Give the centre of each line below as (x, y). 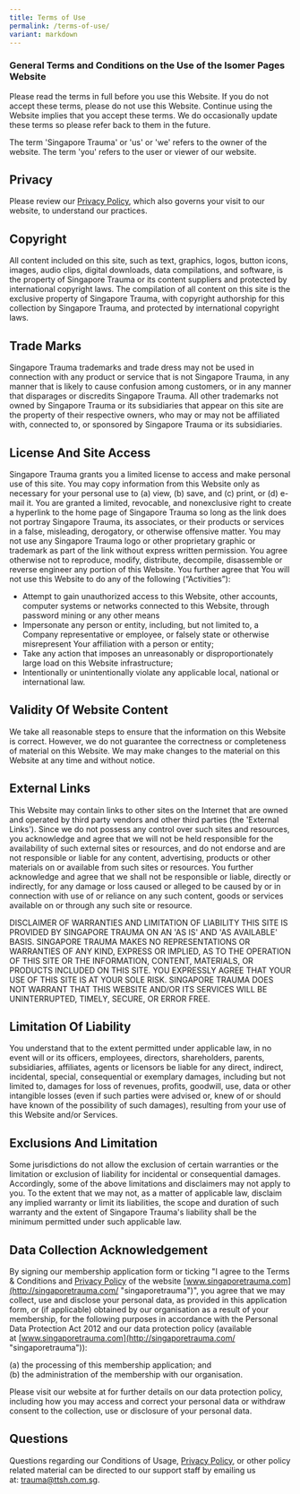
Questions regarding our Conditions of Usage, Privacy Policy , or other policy (150, 1460)
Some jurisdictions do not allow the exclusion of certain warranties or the (144, 1164)
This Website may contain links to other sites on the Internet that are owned (149, 810)
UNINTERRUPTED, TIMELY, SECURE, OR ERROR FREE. (110, 999)
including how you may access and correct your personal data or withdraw (147, 1401)
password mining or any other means (91, 615)
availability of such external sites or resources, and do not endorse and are (147, 848)
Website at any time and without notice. (82, 760)
